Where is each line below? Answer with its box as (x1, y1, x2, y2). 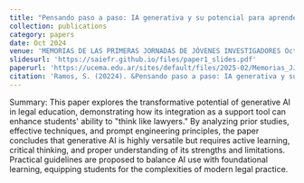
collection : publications (9, 22, 107, 31)
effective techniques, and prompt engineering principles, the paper (9, 125, 260, 136)
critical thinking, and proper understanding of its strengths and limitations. (9, 144, 286, 155)
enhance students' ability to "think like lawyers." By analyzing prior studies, (9, 115, 290, 126)
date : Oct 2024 (9, 38, 67, 48)
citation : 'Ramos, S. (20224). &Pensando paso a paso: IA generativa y (9, 72, 285, 81)
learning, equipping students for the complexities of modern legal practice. (9, 163, 289, 174)
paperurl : (9, 64, 47, 73)
